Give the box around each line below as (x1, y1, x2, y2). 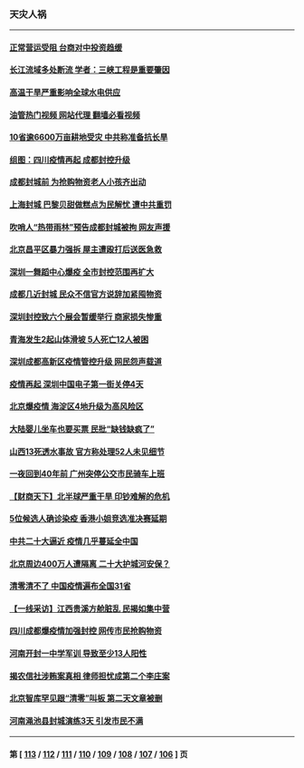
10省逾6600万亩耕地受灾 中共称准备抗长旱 (9, 131, 168, 142)
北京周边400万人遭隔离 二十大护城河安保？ (9, 558, 170, 569)
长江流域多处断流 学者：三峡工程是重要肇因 (9, 64, 170, 75)
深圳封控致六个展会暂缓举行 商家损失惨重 (9, 311, 163, 323)
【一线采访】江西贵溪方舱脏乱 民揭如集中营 (9, 603, 170, 614)
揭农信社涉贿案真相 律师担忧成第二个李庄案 (9, 670, 170, 681)
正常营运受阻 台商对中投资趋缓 (9, 42, 123, 53)
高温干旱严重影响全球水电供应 (9, 87, 120, 98)
